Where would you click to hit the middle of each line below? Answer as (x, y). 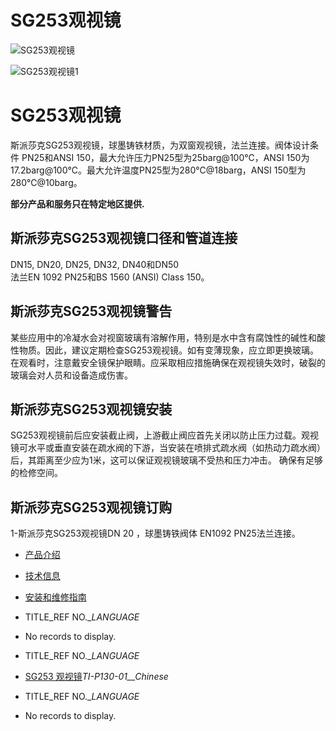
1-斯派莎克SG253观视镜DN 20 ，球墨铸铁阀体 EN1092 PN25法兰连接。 (155, 533)
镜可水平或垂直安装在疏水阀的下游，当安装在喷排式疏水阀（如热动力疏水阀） (168, 448)
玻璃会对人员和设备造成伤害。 (71, 375)
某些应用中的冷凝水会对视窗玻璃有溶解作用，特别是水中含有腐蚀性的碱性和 (163, 337)
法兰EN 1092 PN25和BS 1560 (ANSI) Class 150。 (110, 277)
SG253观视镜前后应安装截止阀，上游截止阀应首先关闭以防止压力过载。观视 (164, 435)
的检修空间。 (36, 473)
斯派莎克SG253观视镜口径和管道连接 (124, 238)
